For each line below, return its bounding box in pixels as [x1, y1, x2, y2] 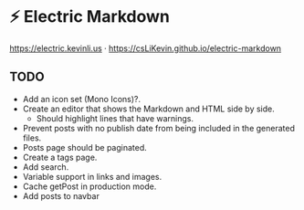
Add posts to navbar [22, 190, 100, 201]
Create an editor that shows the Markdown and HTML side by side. [22, 103, 276, 114]
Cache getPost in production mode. [22, 181, 157, 192]
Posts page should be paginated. [22, 142, 148, 152]
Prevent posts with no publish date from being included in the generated [22, 122, 295, 133]
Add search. [22, 161, 69, 173]
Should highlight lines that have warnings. [36, 112, 194, 123]
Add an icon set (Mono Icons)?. [22, 93, 142, 104]
